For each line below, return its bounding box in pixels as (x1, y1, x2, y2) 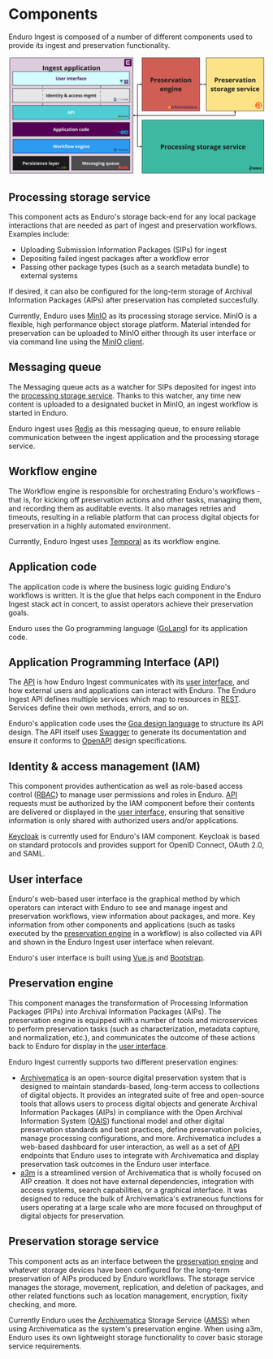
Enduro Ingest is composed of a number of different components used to (8, 32, 253, 41)
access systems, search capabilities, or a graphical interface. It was (19, 1185, 248, 1195)
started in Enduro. (8, 407, 69, 417)
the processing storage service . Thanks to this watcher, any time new (8, 390, 241, 400)
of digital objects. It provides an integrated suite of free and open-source (19, 1090, 265, 1100)
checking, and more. (8, 1299, 77, 1309)
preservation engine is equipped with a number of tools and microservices (8, 1015, 258, 1025)
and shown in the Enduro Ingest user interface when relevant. (8, 937, 215, 947)
